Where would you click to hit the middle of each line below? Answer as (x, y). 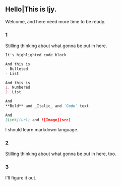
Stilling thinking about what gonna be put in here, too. (61, 154)
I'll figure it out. (21, 178)
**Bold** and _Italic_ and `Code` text (47, 106)
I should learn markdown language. (42, 129)
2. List (13, 92)
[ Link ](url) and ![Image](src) (38, 120)
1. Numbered (18, 87)
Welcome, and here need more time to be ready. (55, 21)
